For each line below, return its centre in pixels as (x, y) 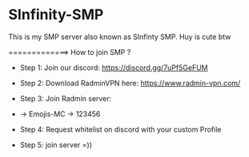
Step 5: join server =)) (56, 144)
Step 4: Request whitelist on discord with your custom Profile (120, 129)
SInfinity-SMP (56, 15)
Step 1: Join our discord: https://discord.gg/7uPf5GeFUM (114, 67)
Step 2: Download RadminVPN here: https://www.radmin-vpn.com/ (130, 83)
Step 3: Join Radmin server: (66, 98)
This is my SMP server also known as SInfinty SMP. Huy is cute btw (120, 37)
